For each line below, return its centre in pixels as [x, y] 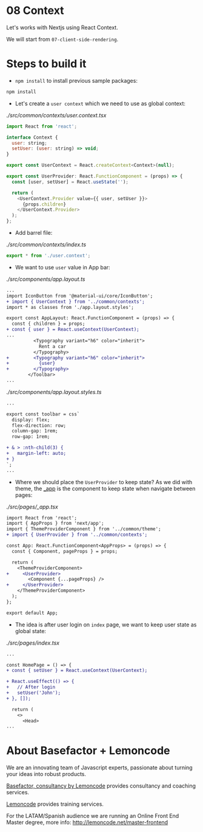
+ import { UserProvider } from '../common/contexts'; [77, 535]
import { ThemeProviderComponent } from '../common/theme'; [84, 529]
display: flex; [31, 420]
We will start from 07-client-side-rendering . [62, 39]
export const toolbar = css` [43, 414]
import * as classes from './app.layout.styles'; [70, 307]
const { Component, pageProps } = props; [65, 551]
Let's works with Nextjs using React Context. [62, 27]
